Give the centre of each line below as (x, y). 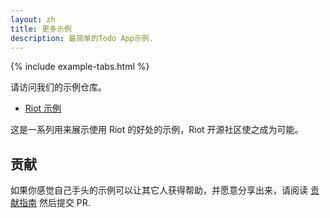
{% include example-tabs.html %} (80, 67)
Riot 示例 (43, 108)
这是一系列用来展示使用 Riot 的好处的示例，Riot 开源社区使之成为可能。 (157, 130)
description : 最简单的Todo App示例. (82, 38)
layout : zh (33, 19)
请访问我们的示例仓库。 (58, 87)
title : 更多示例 (41, 29)
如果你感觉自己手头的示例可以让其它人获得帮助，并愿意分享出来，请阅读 (159, 190)
